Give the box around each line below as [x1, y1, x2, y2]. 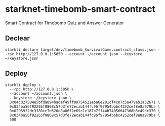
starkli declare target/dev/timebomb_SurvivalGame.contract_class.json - [5, 47, 161, 52]
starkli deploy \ [5, 83, 41, 87]
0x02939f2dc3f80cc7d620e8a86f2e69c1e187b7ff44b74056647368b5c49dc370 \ [9, 108, 161, 113]
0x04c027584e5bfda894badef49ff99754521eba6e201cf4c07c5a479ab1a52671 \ [9, 100, 161, 105]
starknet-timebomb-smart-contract [5, 3, 156, 15]
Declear [5, 34, 30, 42]
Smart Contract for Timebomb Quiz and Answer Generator [5, 20, 124, 26]
